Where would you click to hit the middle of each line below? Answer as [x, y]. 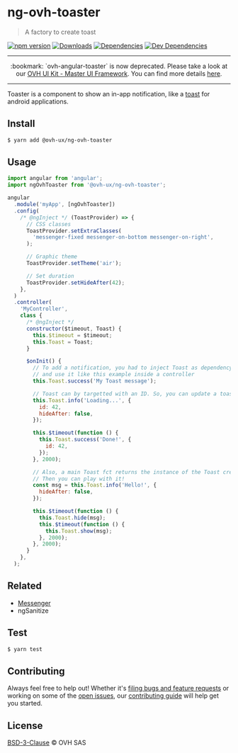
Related [25, 586]
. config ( [27, 211]
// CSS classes [49, 224]
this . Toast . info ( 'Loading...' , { [82, 400]
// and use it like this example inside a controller [114, 375]
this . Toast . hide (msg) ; [72, 518]
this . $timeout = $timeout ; [73, 335]
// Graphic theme [52, 257]
